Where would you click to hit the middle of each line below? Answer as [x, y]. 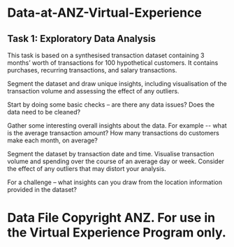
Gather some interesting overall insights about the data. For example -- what [117, 126]
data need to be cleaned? [44, 112]
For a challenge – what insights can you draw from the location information [115, 182]
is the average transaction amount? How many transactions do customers [114, 133]
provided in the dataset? [42, 189]
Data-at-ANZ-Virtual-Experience [105, 13]
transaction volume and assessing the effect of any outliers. [93, 91]
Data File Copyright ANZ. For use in [111, 218]
